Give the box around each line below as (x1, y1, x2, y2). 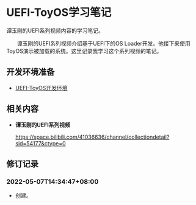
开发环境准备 (6, 67, 55, 77)
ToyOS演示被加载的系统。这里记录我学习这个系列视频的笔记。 (6, 47, 162, 55)
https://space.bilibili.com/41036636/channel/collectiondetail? (15, 133, 170, 141)
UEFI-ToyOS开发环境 (15, 84, 68, 91)
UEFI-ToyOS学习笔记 (6, 5, 112, 19)
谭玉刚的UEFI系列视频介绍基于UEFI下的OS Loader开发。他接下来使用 (16, 40, 191, 47)
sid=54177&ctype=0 (15, 139, 66, 147)
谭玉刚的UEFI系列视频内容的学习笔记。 (6, 27, 104, 34)
